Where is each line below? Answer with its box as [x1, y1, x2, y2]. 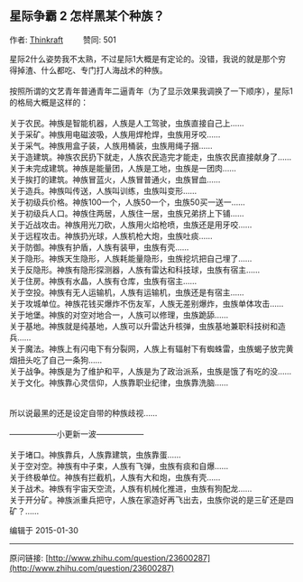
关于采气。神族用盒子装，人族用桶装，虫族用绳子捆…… [9, 140, 214, 151]
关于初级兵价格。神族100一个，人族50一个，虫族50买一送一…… [9, 197, 245, 208]
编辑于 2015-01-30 [9, 524, 79, 535]
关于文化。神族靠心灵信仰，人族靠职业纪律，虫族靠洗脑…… [9, 377, 229, 388]
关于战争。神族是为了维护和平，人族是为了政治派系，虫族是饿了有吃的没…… [9, 365, 292, 376]
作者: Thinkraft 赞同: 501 [9, 34, 117, 45]
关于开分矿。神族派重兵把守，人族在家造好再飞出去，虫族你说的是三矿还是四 [9, 494, 294, 505]
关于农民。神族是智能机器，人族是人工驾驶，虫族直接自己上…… [9, 117, 245, 128]
